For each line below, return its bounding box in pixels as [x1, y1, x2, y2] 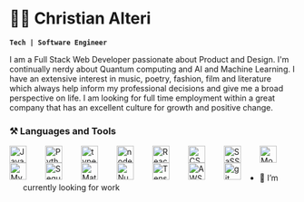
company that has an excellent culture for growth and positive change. [9, 101, 274, 112]
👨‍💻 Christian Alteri [9, 8, 152, 29]
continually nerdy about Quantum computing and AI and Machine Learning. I [9, 63, 295, 74]
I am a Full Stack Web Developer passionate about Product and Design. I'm [9, 53, 289, 64]
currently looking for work [22, 182, 121, 193]
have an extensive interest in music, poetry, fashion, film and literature [9, 72, 272, 84]
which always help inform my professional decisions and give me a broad [9, 82, 284, 93]
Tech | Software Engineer [9, 38, 107, 47]
